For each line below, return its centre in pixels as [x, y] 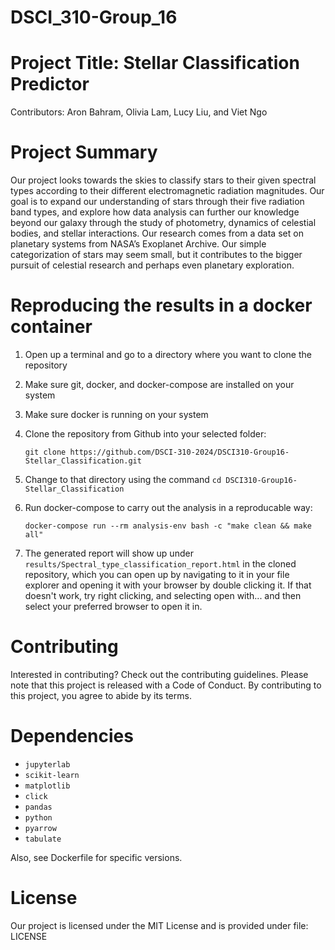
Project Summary [84, 152]
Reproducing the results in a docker [161, 305]
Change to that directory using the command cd [123, 479]
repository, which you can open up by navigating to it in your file [157, 574]
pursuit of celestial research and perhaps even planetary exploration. [152, 265]
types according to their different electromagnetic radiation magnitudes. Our [167, 191]
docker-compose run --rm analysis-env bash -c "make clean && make [168, 526]
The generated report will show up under [109, 553]
